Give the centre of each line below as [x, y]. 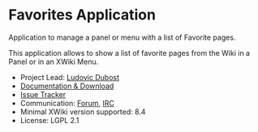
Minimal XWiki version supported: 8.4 [83, 112]
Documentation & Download [67, 86]
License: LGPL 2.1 [49, 120]
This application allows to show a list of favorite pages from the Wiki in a [129, 53]
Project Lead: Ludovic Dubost [70, 77]
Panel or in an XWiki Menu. [54, 62]
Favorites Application [82, 15]
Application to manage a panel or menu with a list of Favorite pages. [122, 37]
